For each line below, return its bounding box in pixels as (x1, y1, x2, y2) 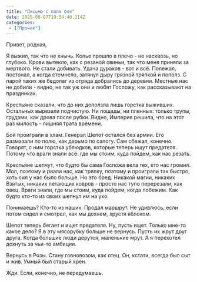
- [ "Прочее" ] (8, 25, 41, 31)
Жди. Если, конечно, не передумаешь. (6, 270, 103, 277)
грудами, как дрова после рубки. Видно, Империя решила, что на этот (6, 114, 184, 121)
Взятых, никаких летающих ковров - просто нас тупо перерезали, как (6, 180, 183, 187)
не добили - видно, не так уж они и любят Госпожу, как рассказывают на (6, 83, 192, 91)
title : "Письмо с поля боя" (6, 8, 75, 15)
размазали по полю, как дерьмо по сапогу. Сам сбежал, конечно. (6, 137, 173, 145)
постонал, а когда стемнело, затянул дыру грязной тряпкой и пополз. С (6, 71, 187, 78)
